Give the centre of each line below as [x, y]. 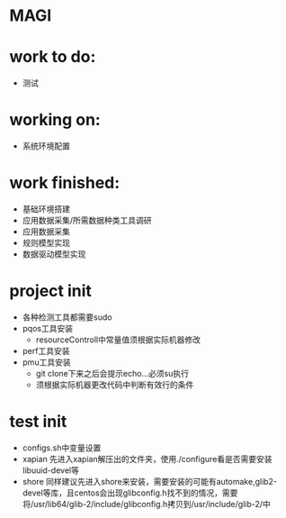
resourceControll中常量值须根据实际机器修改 [118, 340]
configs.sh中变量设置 [62, 448]
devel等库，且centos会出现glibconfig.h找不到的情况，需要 [130, 493]
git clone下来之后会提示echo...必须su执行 [112, 373]
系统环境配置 [46, 146]
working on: [55, 120]
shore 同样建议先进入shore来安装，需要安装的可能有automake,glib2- [149, 481]
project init [51, 291]
